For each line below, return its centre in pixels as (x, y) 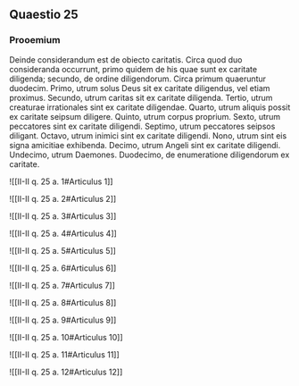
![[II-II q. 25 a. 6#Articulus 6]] (63, 268)
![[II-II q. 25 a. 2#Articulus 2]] (63, 198)
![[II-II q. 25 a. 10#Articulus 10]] (66, 337)
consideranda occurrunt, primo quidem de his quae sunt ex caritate (133, 69)
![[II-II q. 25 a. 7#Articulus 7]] (62, 285)
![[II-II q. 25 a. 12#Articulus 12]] (66, 372)
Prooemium (35, 40)
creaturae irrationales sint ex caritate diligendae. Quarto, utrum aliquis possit (150, 107)
